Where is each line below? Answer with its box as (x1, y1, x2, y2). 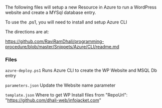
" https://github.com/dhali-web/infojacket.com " (5, 97, 101, 104)
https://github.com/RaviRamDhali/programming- (5, 38, 104, 44)
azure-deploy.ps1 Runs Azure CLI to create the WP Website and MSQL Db (5, 67, 157, 74)
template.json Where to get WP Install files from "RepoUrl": (5, 92, 128, 98)
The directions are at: (5, 29, 49, 34)
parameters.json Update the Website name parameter (5, 82, 116, 89)
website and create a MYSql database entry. (5, 9, 96, 15)
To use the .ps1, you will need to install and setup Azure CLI (5, 19, 127, 25)
